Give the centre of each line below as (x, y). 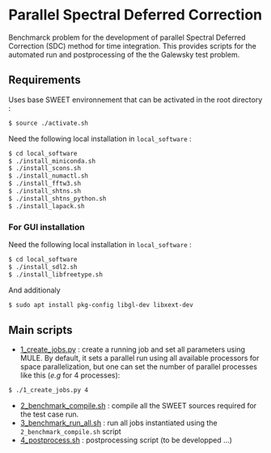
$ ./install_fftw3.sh (45, 184)
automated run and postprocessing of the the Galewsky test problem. (124, 54)
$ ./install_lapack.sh (47, 206)
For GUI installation (47, 227)
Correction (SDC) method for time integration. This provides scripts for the (132, 45)
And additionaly (34, 290)
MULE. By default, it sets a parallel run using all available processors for (140, 358)
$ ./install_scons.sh (45, 169)
